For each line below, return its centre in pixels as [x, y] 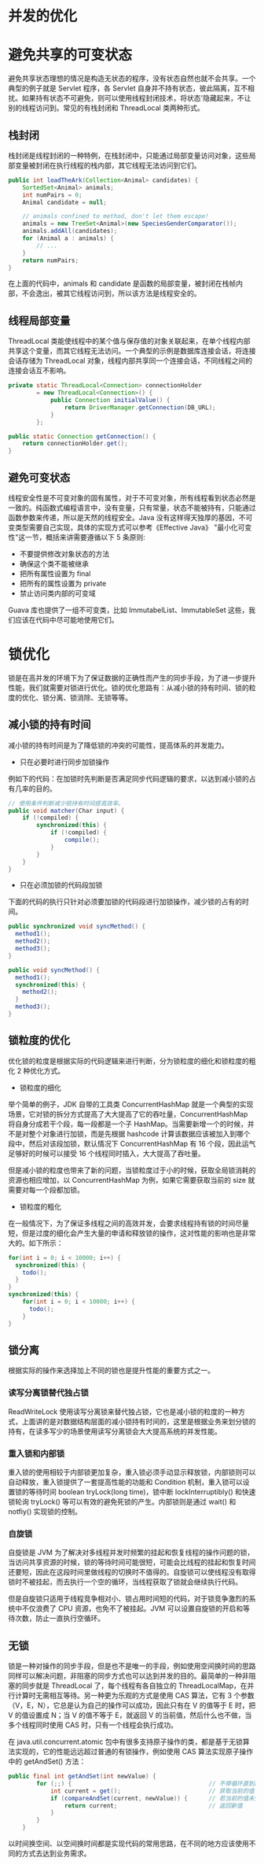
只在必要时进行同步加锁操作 [64, 762]
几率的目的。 [35, 788]
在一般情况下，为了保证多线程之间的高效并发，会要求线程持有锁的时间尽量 [128, 1223]
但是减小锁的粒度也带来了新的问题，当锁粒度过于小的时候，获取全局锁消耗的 [132, 1170]
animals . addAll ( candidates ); [70, 231]
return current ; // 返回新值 [154, 1806]
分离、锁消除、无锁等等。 [90, 697]
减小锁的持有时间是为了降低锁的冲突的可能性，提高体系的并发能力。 [118, 745]
